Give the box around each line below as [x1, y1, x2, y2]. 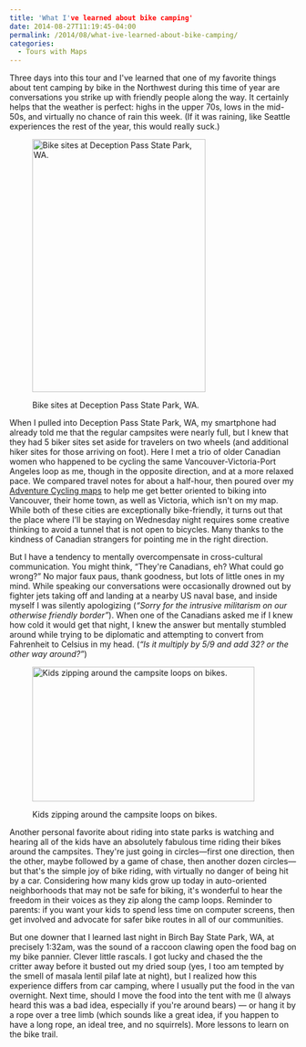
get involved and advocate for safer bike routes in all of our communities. [9, 915, 284, 925]
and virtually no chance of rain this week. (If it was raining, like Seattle [27, 111, 291, 122]
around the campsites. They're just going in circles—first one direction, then [9, 846, 295, 857]
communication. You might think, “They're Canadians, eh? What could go [9, 561, 284, 572]
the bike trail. [9, 1029, 58, 1040]
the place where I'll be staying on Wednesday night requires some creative [9, 514, 290, 525]
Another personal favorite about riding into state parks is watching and [9, 827, 275, 838]
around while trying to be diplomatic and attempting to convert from [9, 629, 264, 640]
